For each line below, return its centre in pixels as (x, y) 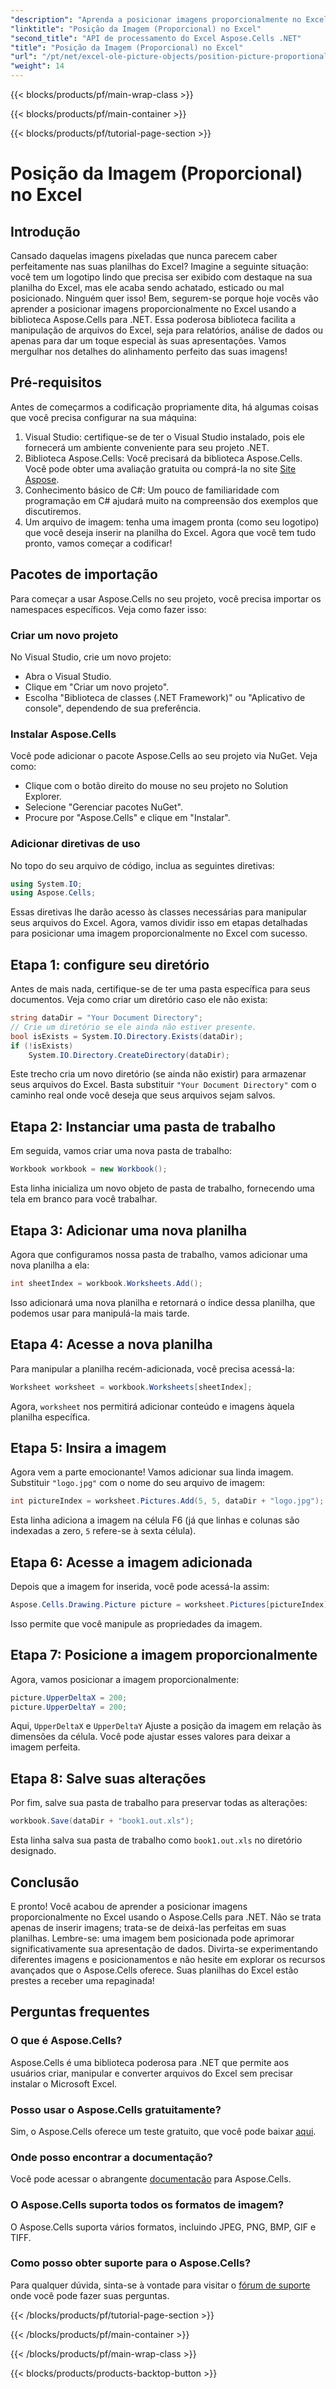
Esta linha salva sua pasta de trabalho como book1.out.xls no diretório (156, 1840)
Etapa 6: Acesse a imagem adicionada (131, 1562)
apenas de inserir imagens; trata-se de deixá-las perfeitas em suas (148, 1927)
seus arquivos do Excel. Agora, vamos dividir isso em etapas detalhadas (159, 923)
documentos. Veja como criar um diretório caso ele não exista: (139, 1000)
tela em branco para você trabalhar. (84, 1199)
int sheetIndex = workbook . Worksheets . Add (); (106, 1283)
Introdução (45, 231)
